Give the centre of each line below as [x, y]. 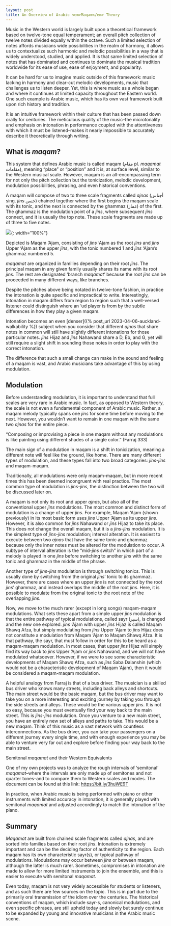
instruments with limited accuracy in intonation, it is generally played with [82, 799]
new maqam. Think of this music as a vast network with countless [75, 726]
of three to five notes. [28, 223]
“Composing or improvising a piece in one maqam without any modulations [84, 434]
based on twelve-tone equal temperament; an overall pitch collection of [81, 35]
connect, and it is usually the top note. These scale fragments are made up [84, 217]
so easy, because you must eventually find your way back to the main [79, 710]
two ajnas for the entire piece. [37, 425]
